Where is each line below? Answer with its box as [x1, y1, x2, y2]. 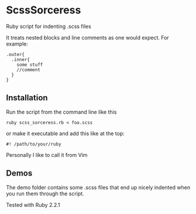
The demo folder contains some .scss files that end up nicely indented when [6, 184, 191, 191]
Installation [6, 93, 48, 103]
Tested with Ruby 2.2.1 [6, 201, 60, 208]
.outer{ [6, 51, 25, 57]
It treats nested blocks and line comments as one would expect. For [6, 34, 170, 41]
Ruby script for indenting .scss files [6, 23, 92, 30]
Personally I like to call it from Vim [6, 151, 88, 158]
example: [6, 40, 28, 47]
